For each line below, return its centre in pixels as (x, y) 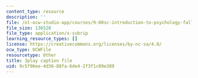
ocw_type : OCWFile (29, 50)
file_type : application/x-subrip (47, 33)
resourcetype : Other (32, 55)
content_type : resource (35, 11)
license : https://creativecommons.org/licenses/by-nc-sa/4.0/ (84, 45)
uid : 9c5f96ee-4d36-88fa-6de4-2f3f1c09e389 (60, 66)
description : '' (26, 17)
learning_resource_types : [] (42, 39)
